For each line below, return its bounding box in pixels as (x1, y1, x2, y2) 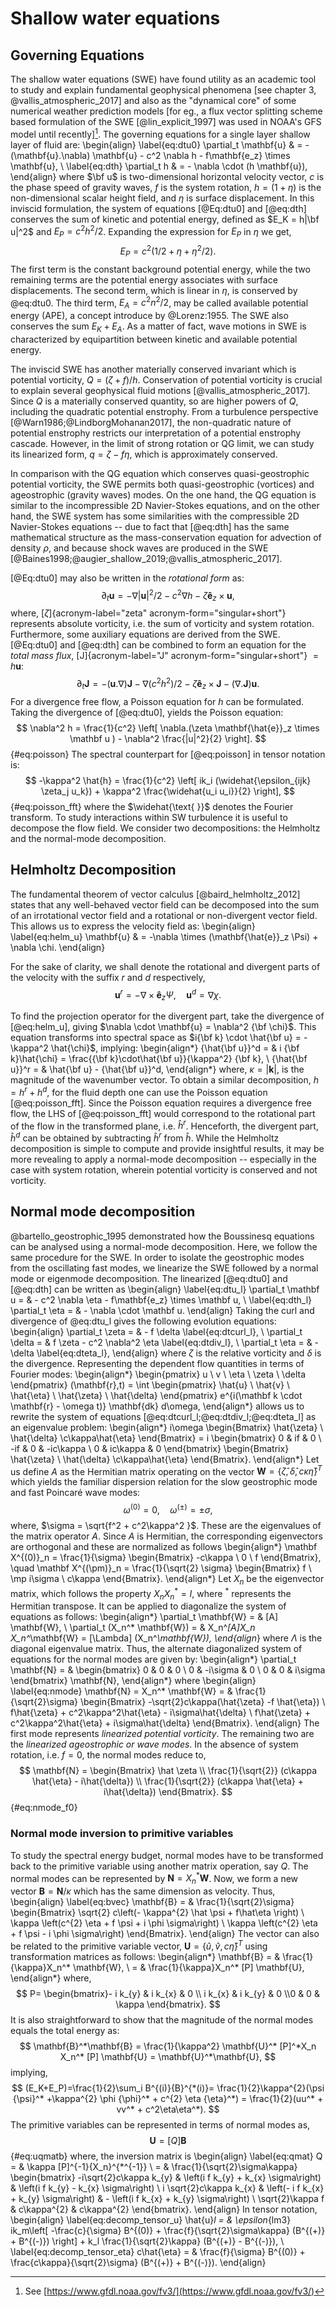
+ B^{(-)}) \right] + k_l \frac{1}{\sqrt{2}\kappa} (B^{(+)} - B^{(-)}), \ (10, 2235, 285, 2247)
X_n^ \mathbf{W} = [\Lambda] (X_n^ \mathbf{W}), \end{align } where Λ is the (10, 1632, 323, 1644)
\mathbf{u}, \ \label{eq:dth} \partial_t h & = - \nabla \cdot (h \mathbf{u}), (10, 160, 308, 172)
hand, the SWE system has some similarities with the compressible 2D (10, 510, 300, 522)
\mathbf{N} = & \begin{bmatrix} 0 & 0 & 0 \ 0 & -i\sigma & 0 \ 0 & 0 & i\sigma (10, 1664, 326, 1676)
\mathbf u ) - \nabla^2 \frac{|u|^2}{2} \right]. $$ (69, 732, 267, 744)
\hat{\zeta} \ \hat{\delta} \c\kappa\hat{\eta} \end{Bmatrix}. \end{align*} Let (10, 1453, 320, 1465)
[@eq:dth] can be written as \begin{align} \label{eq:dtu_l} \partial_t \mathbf (10, 1283, 320, 1295)
